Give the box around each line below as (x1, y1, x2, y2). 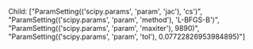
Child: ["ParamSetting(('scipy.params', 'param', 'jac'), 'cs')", (8, 7, 203, 16)
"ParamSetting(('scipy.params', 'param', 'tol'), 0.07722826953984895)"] (8, 32, 246, 41)
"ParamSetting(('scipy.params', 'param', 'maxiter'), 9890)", (8, 24, 200, 32)
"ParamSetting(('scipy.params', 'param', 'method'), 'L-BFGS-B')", (8, 15, 220, 24)
